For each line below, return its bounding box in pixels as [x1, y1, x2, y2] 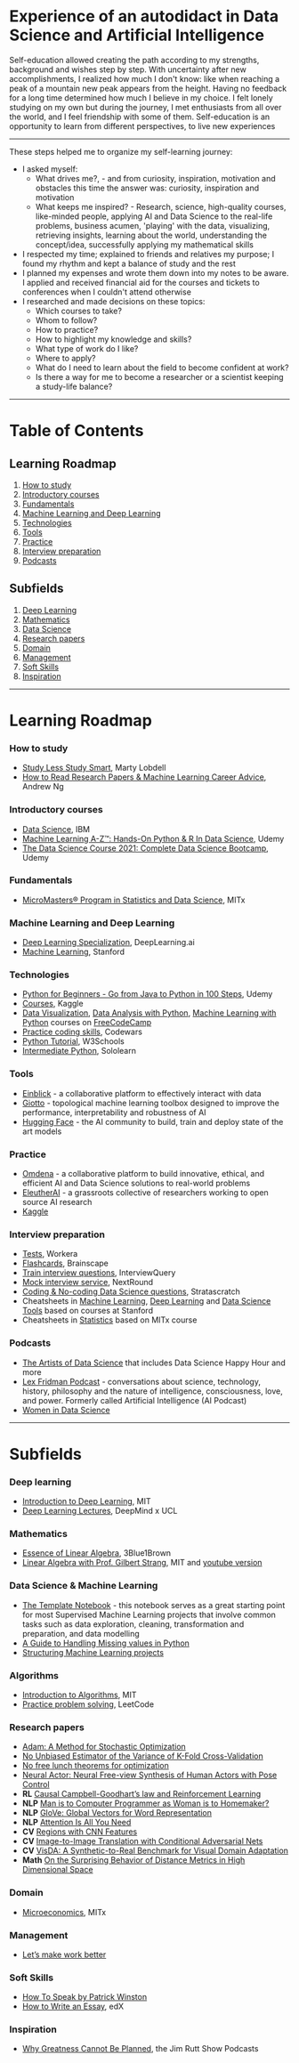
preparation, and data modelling [21, 1628, 140, 1638]
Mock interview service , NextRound [21, 1277, 154, 1288]
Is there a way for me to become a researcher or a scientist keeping [35, 371, 284, 382]
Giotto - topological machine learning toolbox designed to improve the [21, 1097, 280, 1108]
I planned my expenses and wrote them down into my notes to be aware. [21, 267, 289, 278]
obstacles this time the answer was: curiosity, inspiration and [35, 182, 260, 193]
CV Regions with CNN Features [21, 1826, 138, 1837]
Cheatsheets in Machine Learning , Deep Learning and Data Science [21, 1296, 271, 1307]
